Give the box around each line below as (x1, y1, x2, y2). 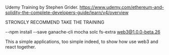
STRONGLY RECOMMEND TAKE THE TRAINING (5, 19, 105, 25)
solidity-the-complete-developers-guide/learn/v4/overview (5, 9, 129, 15)
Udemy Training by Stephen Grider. (5, 4, 79, 10)
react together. (5, 44, 36, 49)
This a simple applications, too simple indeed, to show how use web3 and (5, 38, 158, 44)
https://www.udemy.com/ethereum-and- (79, 4, 164, 10)
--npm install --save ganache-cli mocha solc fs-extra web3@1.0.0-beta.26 (5, 29, 160, 34)
